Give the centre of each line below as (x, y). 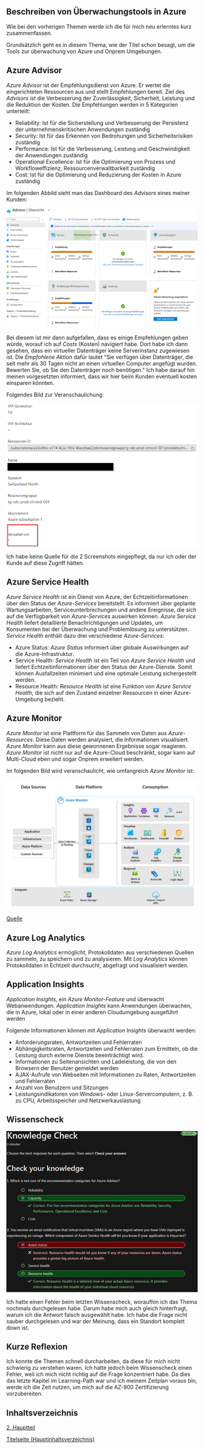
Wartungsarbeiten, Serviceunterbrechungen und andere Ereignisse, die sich (101, 610)
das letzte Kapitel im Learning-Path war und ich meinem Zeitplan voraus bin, (102, 1381)
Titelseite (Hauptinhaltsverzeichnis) (51, 1439)
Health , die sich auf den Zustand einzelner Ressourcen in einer (94, 693)
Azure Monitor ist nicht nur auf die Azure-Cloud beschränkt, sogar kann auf (101, 752)
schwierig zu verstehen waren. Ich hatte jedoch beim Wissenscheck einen (99, 1368)
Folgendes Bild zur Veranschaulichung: (55, 395)
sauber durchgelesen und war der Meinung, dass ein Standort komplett (96, 1321)
